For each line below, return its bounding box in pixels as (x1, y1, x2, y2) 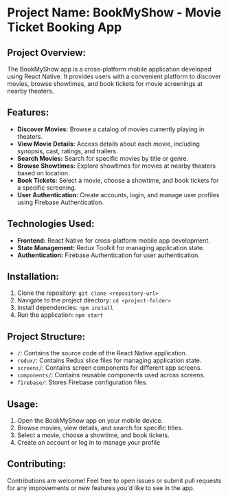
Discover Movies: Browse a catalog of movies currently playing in (16, 125, 205, 133)
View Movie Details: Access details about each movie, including (16, 140, 201, 148)
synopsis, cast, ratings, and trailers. (16, 146, 118, 155)
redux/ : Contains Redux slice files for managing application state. (16, 356, 202, 365)
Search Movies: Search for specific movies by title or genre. (16, 154, 189, 162)
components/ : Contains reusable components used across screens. (16, 371, 205, 379)
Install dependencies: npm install (16, 304, 113, 312)
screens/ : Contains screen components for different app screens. (16, 364, 203, 372)
